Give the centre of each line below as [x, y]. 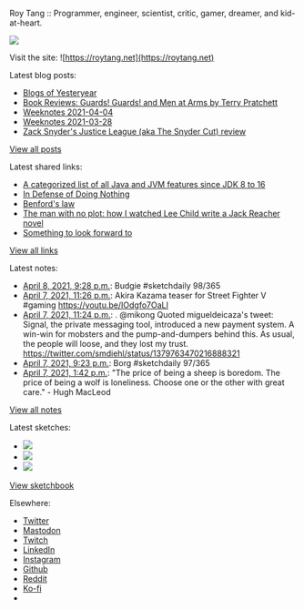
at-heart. [26, 23]
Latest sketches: [40, 427]
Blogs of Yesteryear [60, 93]
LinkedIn [39, 549]
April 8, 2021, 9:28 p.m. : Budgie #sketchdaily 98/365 [122, 285]
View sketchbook [42, 485]
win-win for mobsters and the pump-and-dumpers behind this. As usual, [158, 334]
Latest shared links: [46, 167]
